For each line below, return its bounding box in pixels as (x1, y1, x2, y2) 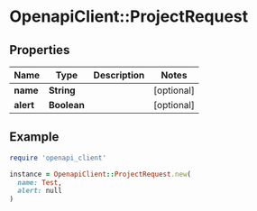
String (48, 84, 76, 96)
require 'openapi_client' (9, 153, 106, 162)
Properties (9, 42, 70, 58)
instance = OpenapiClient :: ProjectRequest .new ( (9, 170, 192, 179)
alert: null (17, 187, 63, 196)
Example (9, 129, 60, 145)
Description (93, 69, 145, 81)
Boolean (48, 99, 86, 111)
